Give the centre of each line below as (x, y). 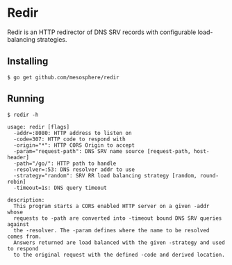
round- (209, 175)
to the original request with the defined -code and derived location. (119, 255)
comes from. (24, 236)
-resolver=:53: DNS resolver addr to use (74, 169)
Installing (28, 62)
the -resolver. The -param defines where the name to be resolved (111, 230)
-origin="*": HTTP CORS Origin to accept (74, 145)
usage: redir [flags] (39, 127)
